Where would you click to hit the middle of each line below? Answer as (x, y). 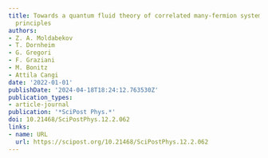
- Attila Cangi (33, 75)
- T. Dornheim (32, 45)
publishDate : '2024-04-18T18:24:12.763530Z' (83, 90)
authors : (23, 30)
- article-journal (39, 105)
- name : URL (28, 134)
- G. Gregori (30, 53)
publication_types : (41, 97)
